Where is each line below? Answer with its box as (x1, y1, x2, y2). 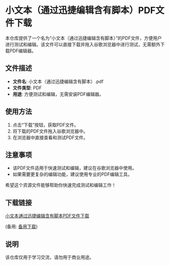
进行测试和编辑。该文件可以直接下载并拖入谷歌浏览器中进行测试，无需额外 (5, 41, 160, 47)
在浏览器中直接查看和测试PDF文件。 (12, 134, 89, 140)
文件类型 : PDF (12, 85, 42, 91)
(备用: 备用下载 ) (5, 223, 38, 230)
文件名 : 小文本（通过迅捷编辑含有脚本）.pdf (12, 78, 104, 84)
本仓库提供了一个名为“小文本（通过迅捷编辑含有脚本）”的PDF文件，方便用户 (5, 35, 162, 41)
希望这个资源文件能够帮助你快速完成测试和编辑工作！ (5, 182, 116, 188)
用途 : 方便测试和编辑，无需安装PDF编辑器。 (12, 91, 104, 97)
